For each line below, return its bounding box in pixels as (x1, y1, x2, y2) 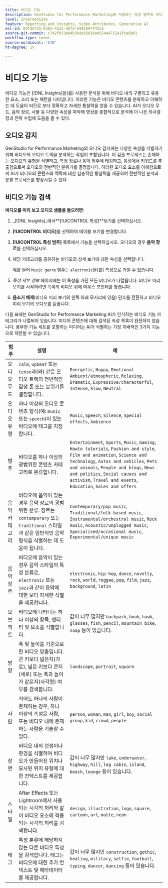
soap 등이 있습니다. (69, 627, 112, 634)
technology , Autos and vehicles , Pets (69, 458, 157, 465)
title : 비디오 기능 (5, 7, 40, 13)
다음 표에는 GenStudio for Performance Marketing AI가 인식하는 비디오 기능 (5, 311, 156, 317)
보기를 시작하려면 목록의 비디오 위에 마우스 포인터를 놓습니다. (12, 284, 131, 290)
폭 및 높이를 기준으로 (18, 641, 64, 648)
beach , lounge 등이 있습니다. (69, 768, 132, 775)
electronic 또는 (18, 577, 55, 584)
